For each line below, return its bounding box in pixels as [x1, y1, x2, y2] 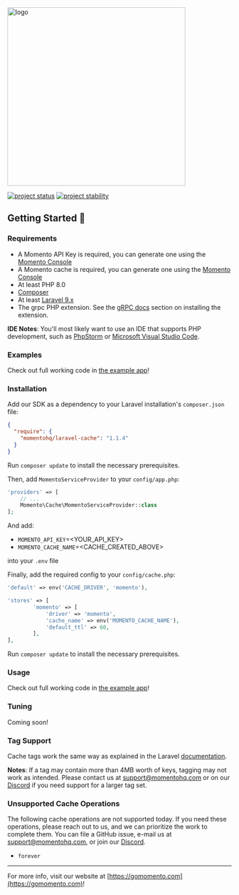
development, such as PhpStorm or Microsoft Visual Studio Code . [7, 332, 200, 340]
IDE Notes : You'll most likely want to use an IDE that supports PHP [7, 324, 201, 333]
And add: [7, 521, 34, 530]
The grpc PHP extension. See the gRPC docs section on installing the [17, 303, 221, 311]
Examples [7, 350, 43, 360]
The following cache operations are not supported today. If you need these [7, 815, 227, 824]
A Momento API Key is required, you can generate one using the [17, 250, 206, 258]
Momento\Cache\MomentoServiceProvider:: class [20, 502, 158, 509]
